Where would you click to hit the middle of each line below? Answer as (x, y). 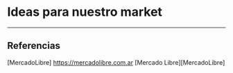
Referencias (34, 46)
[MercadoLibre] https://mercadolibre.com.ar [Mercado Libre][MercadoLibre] (116, 62)
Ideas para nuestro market (85, 12)
